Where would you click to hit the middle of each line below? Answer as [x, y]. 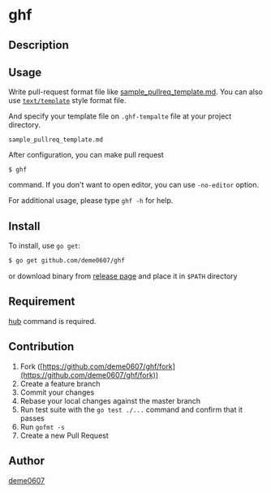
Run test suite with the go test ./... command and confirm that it [131, 409]
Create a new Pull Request [65, 435]
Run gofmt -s [42, 426]
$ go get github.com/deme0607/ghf [67, 261]
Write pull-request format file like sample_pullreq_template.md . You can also [136, 92]
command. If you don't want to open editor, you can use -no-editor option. [134, 185]
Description [39, 45]
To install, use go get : [45, 246]
